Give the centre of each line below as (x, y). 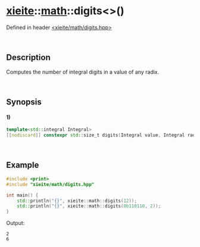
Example (23, 165)
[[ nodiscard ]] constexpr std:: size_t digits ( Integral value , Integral (96, 135)
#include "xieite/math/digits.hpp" (50, 184)
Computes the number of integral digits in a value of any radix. (83, 72)
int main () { (22, 195)
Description (28, 58)
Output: (15, 223)
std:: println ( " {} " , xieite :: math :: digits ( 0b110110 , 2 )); (89, 206)
